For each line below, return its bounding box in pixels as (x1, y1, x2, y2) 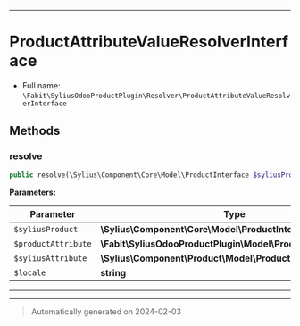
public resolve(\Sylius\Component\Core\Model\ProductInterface (9, 171, 250, 180)
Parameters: (9, 187, 56, 197)
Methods (9, 123, 61, 138)
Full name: (21, 79, 61, 90)
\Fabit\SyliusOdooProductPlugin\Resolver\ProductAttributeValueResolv (21, 91, 291, 100)
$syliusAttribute (13, 253, 87, 263)
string (100, 266, 127, 279)
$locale (13, 267, 46, 278)
